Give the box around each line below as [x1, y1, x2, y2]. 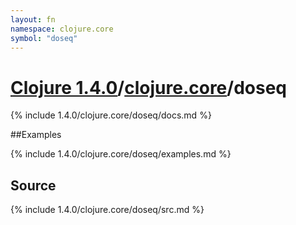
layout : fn [10, 14, 56, 25]
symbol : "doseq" [10, 33, 78, 43]
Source [10, 177, 57, 194]
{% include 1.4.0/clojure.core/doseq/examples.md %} [10, 148, 232, 160]
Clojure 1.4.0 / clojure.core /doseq [10, 76, 287, 99]
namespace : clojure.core [10, 24, 114, 34]
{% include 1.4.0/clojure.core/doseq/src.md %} [10, 204, 205, 216]
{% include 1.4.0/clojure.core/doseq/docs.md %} [10, 109, 212, 121]
